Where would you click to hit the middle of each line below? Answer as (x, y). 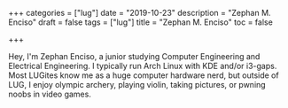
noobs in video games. (50, 94)
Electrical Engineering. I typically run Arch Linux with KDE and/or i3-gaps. (143, 66)
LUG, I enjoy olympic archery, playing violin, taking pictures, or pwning (137, 85)
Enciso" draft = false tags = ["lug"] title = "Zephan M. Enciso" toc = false (141, 22)
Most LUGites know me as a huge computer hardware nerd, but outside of (144, 75)
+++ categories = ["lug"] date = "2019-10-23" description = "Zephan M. (140, 13)
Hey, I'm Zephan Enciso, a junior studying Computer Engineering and (134, 56)
